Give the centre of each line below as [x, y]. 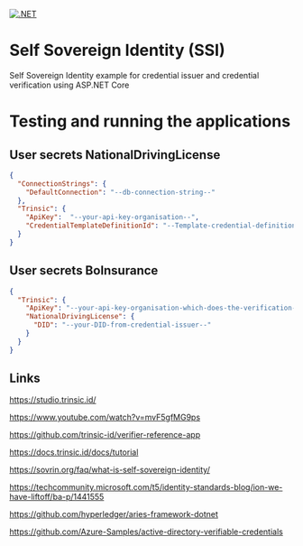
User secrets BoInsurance [84, 271]
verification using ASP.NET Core [69, 85]
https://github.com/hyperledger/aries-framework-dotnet [114, 514]
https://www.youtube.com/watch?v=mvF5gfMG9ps [105, 417]
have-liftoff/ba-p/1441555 [57, 497]
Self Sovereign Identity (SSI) [117, 51]
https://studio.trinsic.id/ [53, 400]
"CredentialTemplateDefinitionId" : [92, 226]
